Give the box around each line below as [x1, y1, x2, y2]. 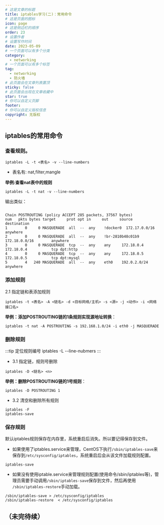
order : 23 [5, 30, 26, 35]
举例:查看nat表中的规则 [5, 180, 53, 186]
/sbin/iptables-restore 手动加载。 [12, 484, 82, 490]
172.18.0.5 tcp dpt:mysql [5, 256, 80, 261]
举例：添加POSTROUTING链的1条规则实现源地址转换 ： [5, 314, 116, 320]
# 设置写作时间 [5, 39, 32, 44]
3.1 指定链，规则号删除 [12, 359, 58, 364]
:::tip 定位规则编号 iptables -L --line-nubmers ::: [5, 348, 101, 354]
